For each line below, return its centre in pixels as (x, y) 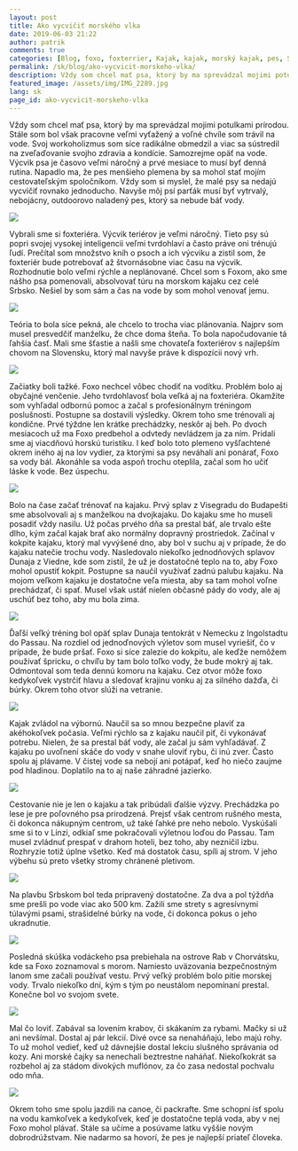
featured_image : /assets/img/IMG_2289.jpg (89, 83)
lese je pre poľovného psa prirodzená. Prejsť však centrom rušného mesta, (145, 814)
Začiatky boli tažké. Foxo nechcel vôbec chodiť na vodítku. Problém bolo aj (146, 387)
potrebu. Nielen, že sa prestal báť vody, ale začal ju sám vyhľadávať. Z (137, 742)
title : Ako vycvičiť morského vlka (75, 26)
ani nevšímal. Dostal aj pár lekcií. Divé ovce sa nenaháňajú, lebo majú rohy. (145, 1037)
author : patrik (37, 42)
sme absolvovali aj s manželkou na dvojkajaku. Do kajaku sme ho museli (141, 514)
